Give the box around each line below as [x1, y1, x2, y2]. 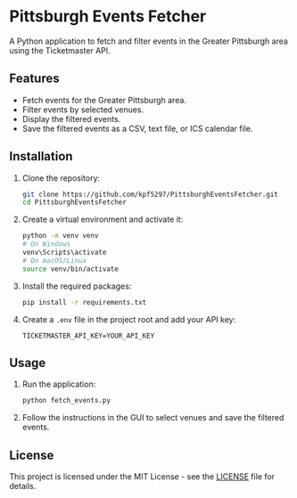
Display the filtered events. [21, 113, 121, 124]
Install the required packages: [21, 281, 132, 291]
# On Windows [21, 240, 71, 249]
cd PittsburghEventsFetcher [21, 198, 127, 207]
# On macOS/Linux [21, 256, 87, 265]
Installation [9, 149, 73, 164]
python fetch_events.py [21, 396, 111, 405]
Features [9, 71, 60, 86]
